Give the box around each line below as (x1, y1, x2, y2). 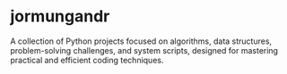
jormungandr (10, 6, 110, 27)
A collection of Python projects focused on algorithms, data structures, (10, 36, 273, 46)
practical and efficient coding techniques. (10, 54, 164, 65)
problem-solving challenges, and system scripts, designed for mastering (10, 45, 279, 55)
